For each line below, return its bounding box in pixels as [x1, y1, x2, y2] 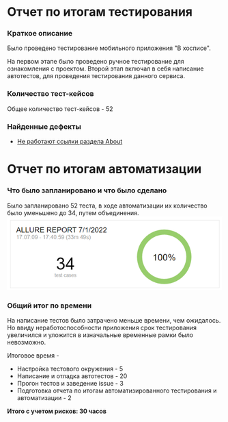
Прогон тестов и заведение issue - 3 [16, 379, 124, 387]
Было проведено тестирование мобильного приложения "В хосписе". [7, 44, 212, 52]
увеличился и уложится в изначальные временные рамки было [7, 330, 193, 339]
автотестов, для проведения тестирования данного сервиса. [7, 72, 186, 80]
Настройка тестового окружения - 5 [16, 364, 124, 373]
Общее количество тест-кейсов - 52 [7, 104, 114, 113]
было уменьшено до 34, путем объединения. [7, 208, 139, 216]
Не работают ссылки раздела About [16, 138, 123, 146]
